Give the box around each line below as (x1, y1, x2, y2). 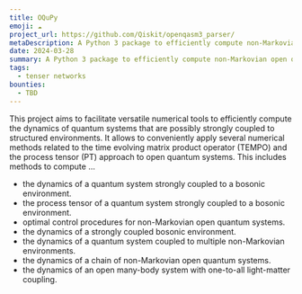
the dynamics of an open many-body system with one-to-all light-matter (22, 264, 290, 275)
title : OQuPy (9, 13, 58, 22)
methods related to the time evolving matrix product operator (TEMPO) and (9, 141, 288, 153)
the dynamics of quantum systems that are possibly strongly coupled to (9, 122, 275, 133)
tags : (9, 64, 30, 73)
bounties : (9, 80, 47, 89)
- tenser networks (17, 72, 87, 81)
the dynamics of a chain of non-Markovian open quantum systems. (22, 254, 271, 265)
